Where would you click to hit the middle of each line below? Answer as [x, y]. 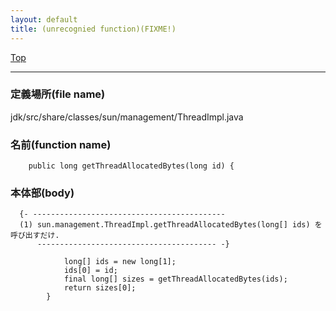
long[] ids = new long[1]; [120, 262]
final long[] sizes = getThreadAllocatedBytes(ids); [175, 279]
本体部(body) [42, 193]
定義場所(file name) [58, 94]
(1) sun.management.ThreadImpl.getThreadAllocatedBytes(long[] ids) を [171, 225]
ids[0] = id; [90, 271]
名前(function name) [61, 144]
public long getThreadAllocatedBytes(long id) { [131, 166]
